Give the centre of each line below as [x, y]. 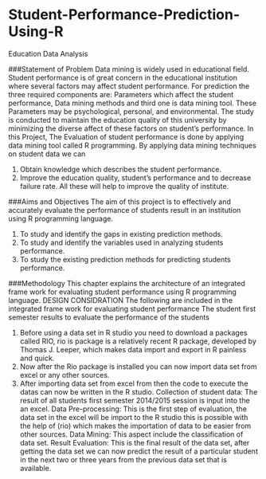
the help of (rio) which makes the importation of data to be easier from [135, 426]
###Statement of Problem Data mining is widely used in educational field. [129, 69]
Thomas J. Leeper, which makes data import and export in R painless [133, 349]
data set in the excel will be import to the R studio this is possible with [134, 417]
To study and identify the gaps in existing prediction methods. [121, 234]
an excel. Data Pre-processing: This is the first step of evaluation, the [133, 409]
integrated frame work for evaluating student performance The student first [132, 308]
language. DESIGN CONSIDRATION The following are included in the [121, 300]
